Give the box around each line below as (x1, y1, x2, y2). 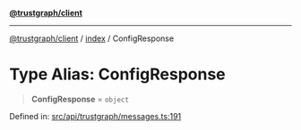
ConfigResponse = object (30, 93, 130, 104)
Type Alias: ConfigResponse (9, 64, 226, 85)
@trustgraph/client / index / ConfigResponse (9, 33, 175, 44)
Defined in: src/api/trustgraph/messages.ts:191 (9, 110, 182, 121)
